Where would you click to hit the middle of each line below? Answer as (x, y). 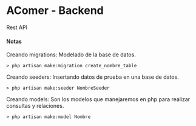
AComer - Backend (55, 11)
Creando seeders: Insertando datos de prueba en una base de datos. (93, 77)
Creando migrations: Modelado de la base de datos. (71, 55)
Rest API (17, 27)
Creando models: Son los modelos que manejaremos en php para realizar (98, 99)
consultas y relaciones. (35, 106)
